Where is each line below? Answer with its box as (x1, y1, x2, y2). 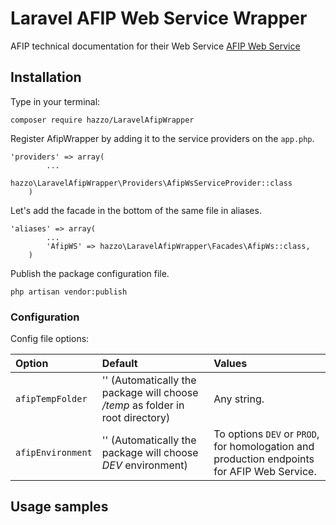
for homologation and (213, 440, 315, 454)
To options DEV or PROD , (213, 427, 320, 441)
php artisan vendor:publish (10, 287, 128, 297)
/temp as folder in (101, 398, 185, 412)
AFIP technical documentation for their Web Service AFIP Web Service (10, 40, 301, 52)
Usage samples (10, 498, 109, 516)
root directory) (101, 411, 171, 425)
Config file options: (10, 333, 90, 345)
